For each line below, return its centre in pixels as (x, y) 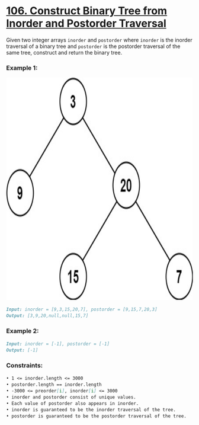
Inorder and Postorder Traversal (86, 23)
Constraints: (25, 365)
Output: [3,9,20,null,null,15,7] (47, 316)
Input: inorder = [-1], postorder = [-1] (58, 344)
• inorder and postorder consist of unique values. (71, 397)
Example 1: (22, 68)
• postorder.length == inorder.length (54, 385)
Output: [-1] (22, 350)
